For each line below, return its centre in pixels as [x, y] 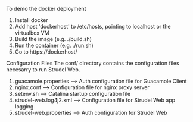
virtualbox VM [32, 33]
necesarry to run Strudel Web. [43, 70]
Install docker [32, 20]
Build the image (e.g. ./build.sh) [53, 39]
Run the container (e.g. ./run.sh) [54, 45]
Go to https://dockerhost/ [46, 52]
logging [24, 106]
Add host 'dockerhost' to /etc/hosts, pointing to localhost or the [93, 26]
